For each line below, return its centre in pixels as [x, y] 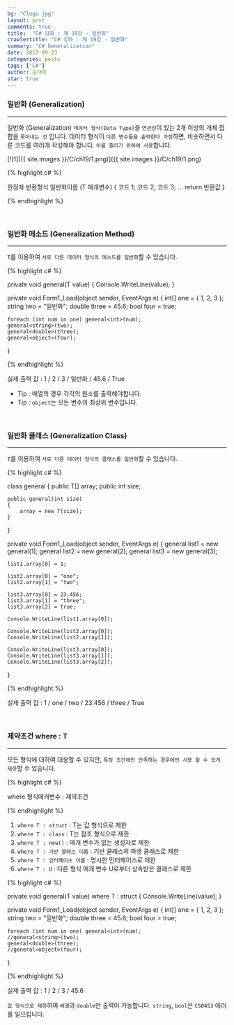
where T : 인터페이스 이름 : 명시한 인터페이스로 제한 [86, 859]
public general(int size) [45, 499]
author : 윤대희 [27, 72]
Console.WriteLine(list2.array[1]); [60, 638]
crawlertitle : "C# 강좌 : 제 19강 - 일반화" [68, 40]
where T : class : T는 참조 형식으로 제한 [73, 834]
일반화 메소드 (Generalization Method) [71, 233]
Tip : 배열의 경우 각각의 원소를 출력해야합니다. [79, 393]
